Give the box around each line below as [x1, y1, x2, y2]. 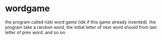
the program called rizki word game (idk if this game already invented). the [5, 19, 156, 25]
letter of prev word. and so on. [5, 29, 67, 35]
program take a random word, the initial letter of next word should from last [5, 24, 157, 30]
